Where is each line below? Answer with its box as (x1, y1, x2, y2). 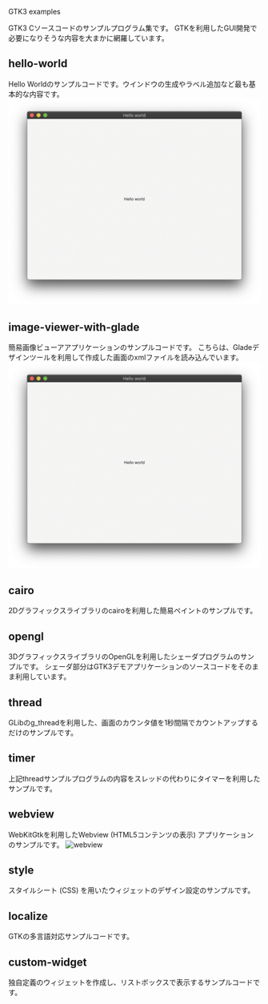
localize (8, 909, 48, 923)
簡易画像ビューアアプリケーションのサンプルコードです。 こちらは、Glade (8, 343, 253, 352)
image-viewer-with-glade (8, 320, 140, 334)
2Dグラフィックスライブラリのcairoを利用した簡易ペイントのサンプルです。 (8, 606, 258, 616)
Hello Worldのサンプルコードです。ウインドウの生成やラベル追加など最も (8, 79, 250, 89)
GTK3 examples (8, 7, 62, 16)
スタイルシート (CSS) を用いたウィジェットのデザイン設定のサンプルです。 (8, 886, 255, 895)
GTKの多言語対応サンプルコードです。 (8, 932, 134, 942)
